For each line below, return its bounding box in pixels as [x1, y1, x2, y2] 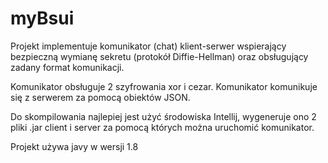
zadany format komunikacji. [10, 61, 125, 73]
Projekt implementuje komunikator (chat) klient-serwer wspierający [10, 40, 287, 52]
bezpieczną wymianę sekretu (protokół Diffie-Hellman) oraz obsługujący [10, 50, 309, 62]
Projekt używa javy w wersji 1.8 [10, 140, 139, 152]
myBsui [10, 7, 75, 30]
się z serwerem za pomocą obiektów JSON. [10, 91, 191, 103]
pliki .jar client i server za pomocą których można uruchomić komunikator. [10, 121, 315, 133]
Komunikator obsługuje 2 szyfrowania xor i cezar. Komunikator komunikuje [10, 80, 318, 92]
